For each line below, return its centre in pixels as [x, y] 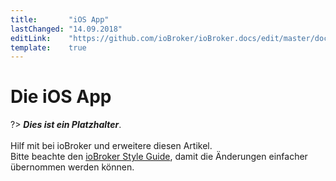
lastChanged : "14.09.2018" [66, 29]
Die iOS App [61, 97]
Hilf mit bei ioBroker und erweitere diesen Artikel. [111, 146]
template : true [48, 47]
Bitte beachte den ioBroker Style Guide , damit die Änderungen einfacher [159, 157]
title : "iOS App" [60, 19]
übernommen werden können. [72, 167]
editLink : [31, 38]
